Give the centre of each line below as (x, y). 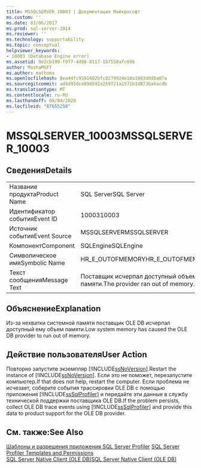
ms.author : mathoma (31, 73)
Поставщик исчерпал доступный (128, 276)
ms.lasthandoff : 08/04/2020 (41, 100)
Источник (23, 228)
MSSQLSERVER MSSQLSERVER (124, 232)
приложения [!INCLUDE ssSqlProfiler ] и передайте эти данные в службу (97, 394)
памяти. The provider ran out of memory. (138, 283)
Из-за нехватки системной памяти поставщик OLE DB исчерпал (88, 323)
